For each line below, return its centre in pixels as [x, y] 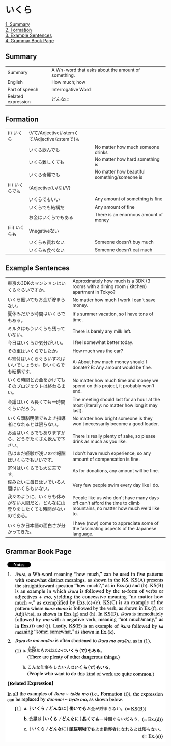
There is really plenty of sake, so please [114, 436]
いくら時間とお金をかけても [36, 380]
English [15, 82]
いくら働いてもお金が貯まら [36, 300]
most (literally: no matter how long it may [115, 405]
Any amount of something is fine [129, 199]
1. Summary [18, 24]
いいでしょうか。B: [27, 365]
